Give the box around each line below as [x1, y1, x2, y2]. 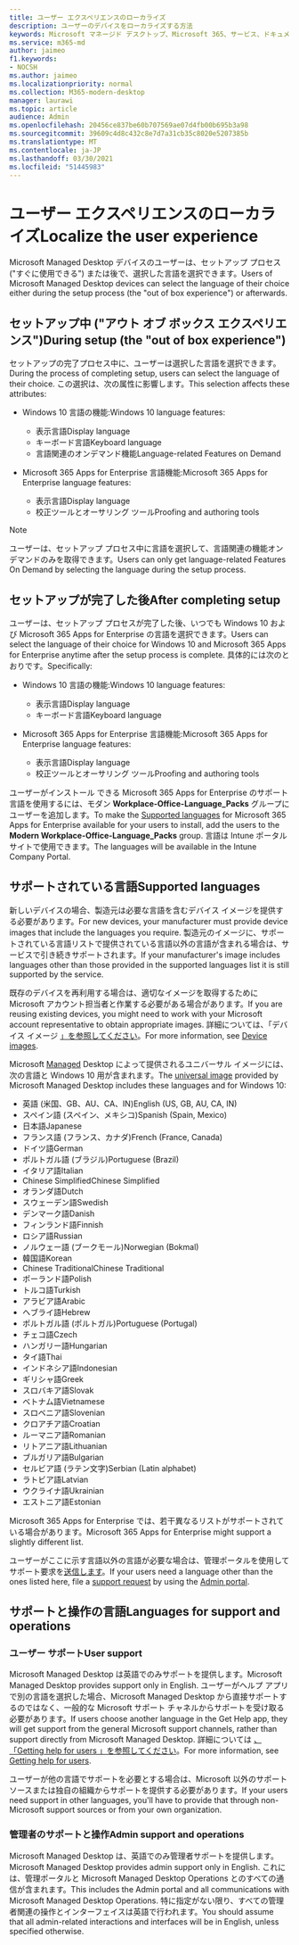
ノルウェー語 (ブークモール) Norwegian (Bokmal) [21, 1241, 199, 1252]
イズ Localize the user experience [9, 226, 259, 246]
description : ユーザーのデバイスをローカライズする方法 [9, 21, 193, 30]
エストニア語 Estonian [21, 1496, 101, 1507]
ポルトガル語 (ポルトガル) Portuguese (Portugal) [21, 1318, 198, 1328]
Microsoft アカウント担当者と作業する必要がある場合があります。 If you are [9, 998, 283, 1009]
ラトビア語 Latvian [21, 1474, 89, 1485]
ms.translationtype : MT [9, 137, 98, 146]
